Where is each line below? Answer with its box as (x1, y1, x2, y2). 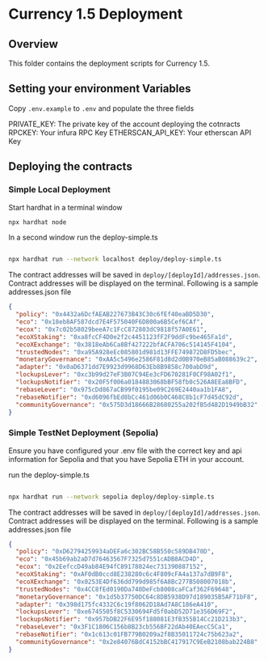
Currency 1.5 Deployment (8, 5, 183, 23)
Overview (8, 37, 59, 51)
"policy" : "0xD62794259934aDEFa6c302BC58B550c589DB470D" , (15, 548, 216, 556)
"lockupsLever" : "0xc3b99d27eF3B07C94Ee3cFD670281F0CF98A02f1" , (15, 371, 237, 379)
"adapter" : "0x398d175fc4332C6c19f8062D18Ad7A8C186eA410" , (15, 600, 219, 608)
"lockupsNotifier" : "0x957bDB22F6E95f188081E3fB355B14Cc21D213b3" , (15, 616, 248, 624)
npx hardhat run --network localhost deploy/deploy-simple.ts (8, 256, 222, 264)
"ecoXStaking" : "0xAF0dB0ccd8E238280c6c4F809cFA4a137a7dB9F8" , (15, 570, 232, 578)
